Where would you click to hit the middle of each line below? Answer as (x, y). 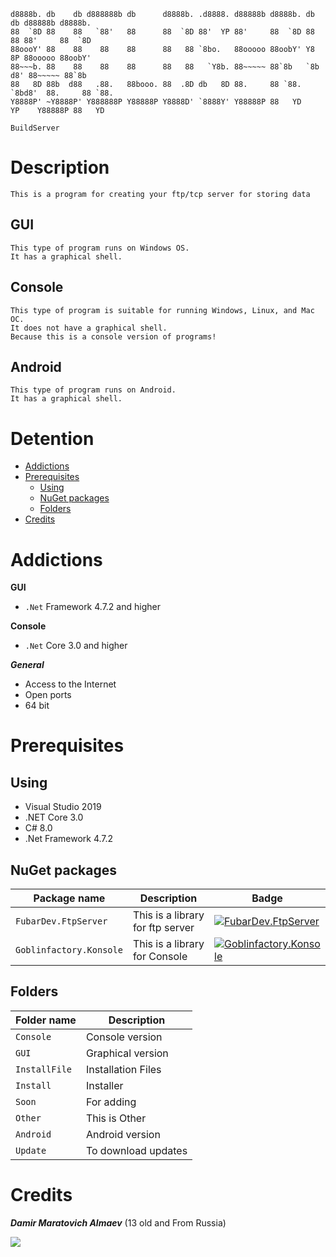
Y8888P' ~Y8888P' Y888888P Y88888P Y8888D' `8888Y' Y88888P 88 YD (156, 102)
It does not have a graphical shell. (89, 328)
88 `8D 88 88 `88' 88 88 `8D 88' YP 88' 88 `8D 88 (162, 32)
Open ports (48, 695)
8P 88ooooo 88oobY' (51, 58)
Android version (123, 1134)
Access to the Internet (70, 684)
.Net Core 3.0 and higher (76, 646)
